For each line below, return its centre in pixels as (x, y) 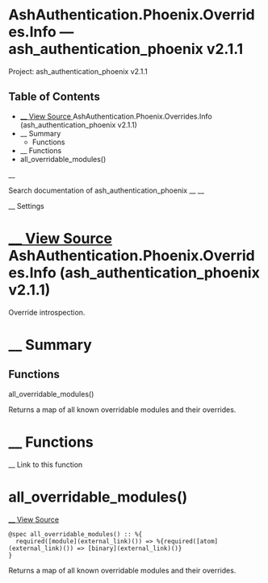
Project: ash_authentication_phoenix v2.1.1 (78, 71)
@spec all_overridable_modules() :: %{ (75, 534)
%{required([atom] (187, 541)
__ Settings (26, 206)
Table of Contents (54, 97)
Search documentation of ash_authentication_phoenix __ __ (106, 190)
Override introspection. (47, 312)
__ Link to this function (46, 464)
